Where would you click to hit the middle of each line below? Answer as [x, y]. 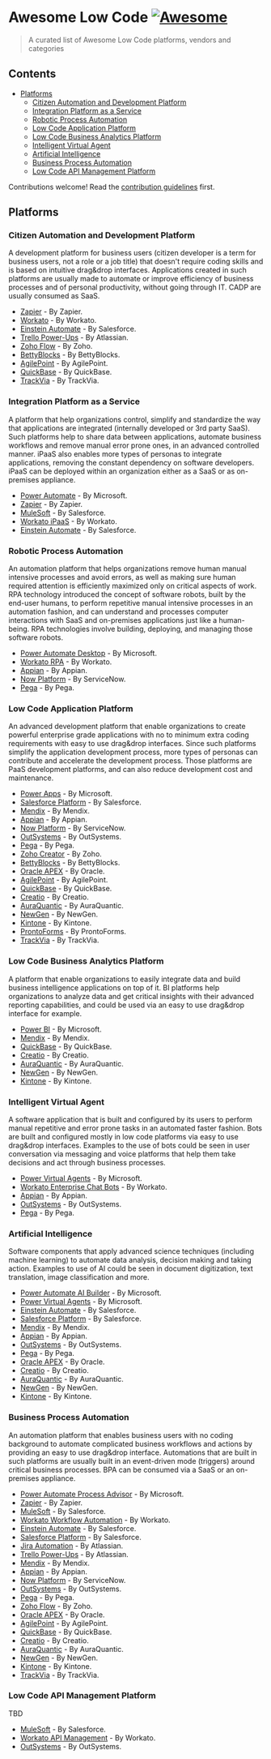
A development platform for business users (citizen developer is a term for [132, 253]
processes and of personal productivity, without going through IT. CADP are [135, 287]
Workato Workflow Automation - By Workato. [95, 1520]
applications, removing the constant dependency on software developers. [131, 462]
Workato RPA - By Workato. [66, 662]
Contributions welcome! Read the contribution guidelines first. [112, 187]
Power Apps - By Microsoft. [66, 794]
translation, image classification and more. [79, 1277]
